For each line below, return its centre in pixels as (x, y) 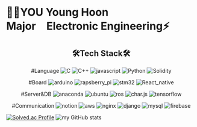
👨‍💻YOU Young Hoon (58, 12)
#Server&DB (36, 94)
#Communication (33, 106)
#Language (45, 71)
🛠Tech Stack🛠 (101, 53)
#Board (38, 82)
